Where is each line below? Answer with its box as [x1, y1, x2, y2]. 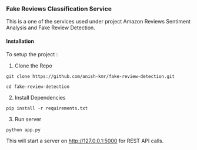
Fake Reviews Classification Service [6, 5, 112, 13]
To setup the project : [6, 50, 58, 57]
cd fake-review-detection [6, 84, 69, 90]
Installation [6, 37, 34, 45]
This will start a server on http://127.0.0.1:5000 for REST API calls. [6, 137, 164, 144]
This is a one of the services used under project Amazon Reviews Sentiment [6, 18, 191, 25]
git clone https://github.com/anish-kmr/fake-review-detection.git [6, 73, 175, 79]
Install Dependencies [14, 94, 66, 101]
